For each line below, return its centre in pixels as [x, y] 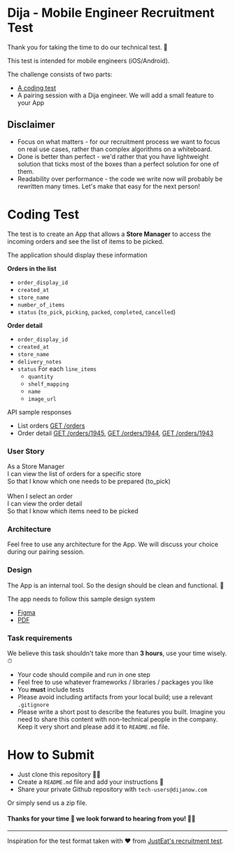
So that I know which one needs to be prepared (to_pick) [89, 481]
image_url [42, 399]
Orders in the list [32, 268]
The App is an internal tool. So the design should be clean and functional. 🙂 [116, 585]
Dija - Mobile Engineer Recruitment [111, 13]
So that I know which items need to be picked [73, 511]
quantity [41, 377]
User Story [26, 451]
